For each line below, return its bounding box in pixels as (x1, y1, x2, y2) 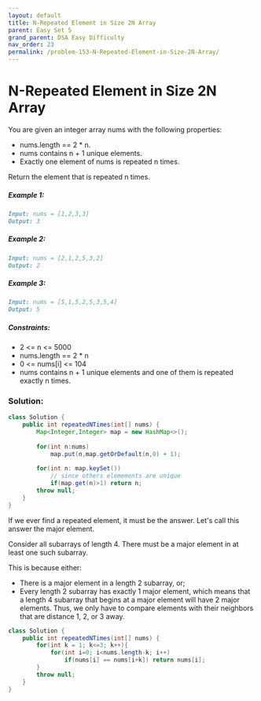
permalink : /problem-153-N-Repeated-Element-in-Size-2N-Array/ (8, 48, 220, 56)
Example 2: (8, 234, 46, 244)
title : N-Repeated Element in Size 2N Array (8, 19, 156, 27)
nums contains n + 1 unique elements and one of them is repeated (19, 368, 234, 377)
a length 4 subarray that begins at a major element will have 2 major (19, 595, 240, 604)
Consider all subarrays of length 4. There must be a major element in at (8, 539, 239, 548)
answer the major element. (8, 524, 95, 533)
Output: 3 (8, 217, 41, 225)
